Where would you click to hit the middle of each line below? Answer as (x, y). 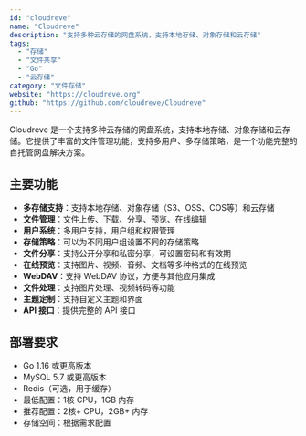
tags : (20, 43)
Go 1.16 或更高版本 (57, 365)
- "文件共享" (40, 60)
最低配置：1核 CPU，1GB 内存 (79, 400)
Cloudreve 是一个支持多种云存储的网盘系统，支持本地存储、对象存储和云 (146, 130)
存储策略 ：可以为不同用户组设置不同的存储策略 (111, 242)
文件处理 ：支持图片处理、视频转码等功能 (99, 287)
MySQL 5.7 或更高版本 (64, 377)
